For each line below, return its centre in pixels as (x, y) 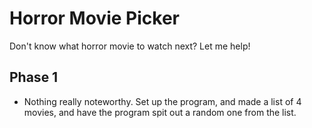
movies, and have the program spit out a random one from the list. (160, 112)
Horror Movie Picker (94, 18)
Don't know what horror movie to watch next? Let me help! (130, 46)
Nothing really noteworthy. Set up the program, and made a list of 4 (162, 101)
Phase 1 (34, 77)
